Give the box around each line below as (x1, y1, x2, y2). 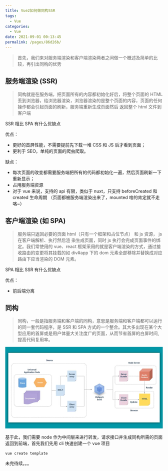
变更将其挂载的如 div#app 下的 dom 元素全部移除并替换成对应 (34, 249, 162, 255)
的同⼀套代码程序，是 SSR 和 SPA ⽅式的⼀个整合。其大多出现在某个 (17, 324, 158, 330)
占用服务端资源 (12, 181, 43, 187)
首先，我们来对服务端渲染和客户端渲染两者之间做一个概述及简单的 (17, 54, 153, 60)
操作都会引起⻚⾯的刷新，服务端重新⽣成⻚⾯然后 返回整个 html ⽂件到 (17, 103, 162, 109)
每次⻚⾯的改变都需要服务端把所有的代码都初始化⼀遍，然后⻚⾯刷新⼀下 (12, 169, 161, 175)
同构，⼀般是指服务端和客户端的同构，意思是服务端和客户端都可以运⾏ (17, 318, 162, 324)
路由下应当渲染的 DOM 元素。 (17, 255, 79, 262)
